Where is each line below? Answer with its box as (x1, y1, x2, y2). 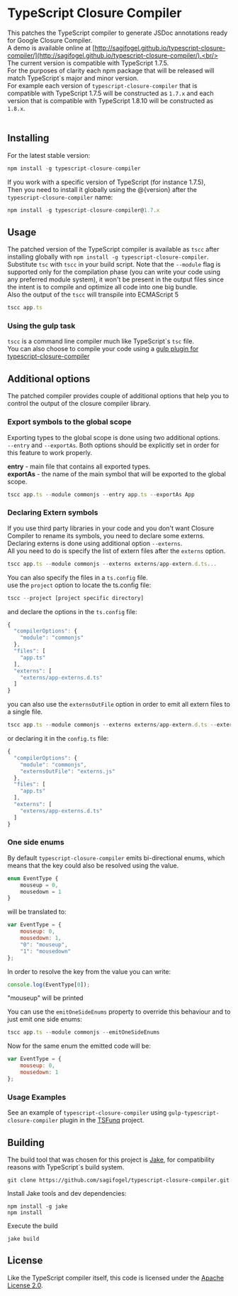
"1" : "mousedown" (20, 948, 72, 955)
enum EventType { (7, 874, 59, 882)
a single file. (7, 707, 43, 716)
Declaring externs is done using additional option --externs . (7, 539, 183, 547)
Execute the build (7, 1221, 58, 1230)
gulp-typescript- (168, 1110, 220, 1117)
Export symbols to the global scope (7, 417, 132, 427)
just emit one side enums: (7, 1015, 83, 1024)
